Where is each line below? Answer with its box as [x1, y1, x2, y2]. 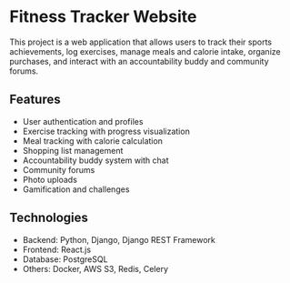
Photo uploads [22, 174, 77, 185]
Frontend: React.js [22, 244, 92, 255]
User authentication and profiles [22, 116, 144, 126]
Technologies [9, 210, 89, 226]
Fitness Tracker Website [9, 6, 197, 27]
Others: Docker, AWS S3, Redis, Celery [22, 263, 169, 274]
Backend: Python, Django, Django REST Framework [22, 234, 216, 245]
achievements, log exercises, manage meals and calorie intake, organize [9, 45, 281, 56]
